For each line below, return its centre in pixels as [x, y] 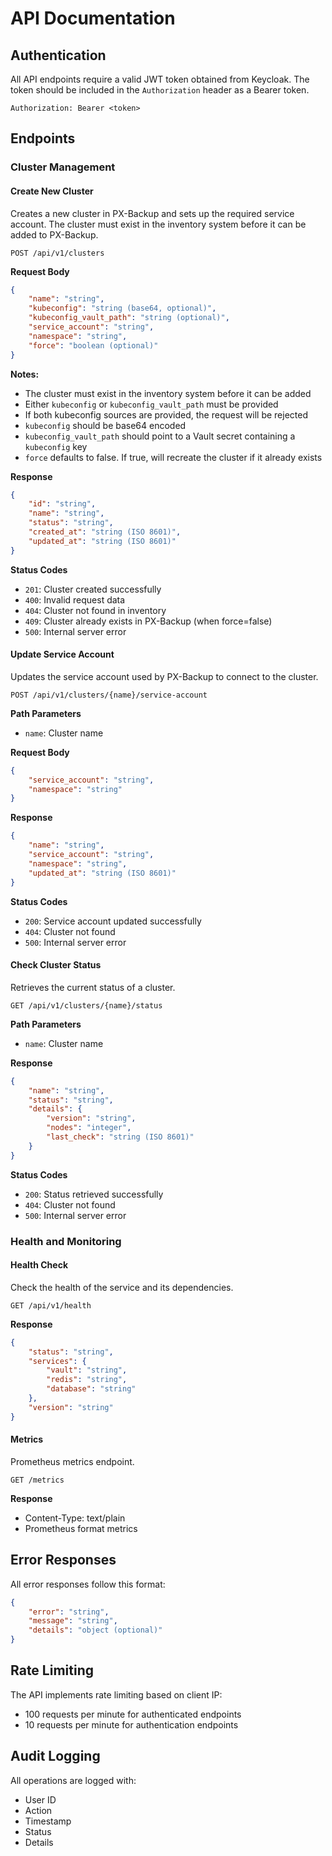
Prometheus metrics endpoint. [72, 1461]
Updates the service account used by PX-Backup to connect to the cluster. [164, 676]
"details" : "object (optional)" [95, 1630]
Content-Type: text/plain [75, 1518]
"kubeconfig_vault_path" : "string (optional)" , [129, 318]
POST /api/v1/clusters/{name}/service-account [109, 695]
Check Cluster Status [56, 965]
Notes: [25, 374]
